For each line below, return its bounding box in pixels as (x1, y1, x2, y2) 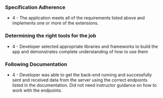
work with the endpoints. (12, 87, 62, 93)
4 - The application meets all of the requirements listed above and (12, 15, 145, 21)
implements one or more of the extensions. (12, 20, 99, 26)
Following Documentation (5, 60, 67, 67)
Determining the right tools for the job (5, 32, 97, 39)
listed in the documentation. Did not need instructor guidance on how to (12, 82, 157, 88)
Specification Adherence (5, 4, 66, 11)
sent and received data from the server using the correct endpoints (12, 77, 148, 83)
